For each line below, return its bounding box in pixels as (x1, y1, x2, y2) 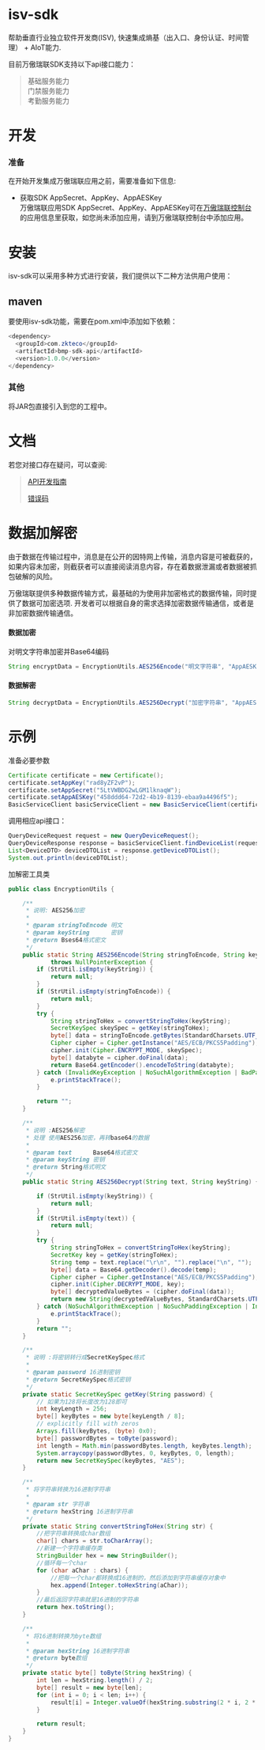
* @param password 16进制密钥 (25, 1369, 121, 1377)
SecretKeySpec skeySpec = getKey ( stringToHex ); (50, 1025, 211, 1032)
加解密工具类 (8, 869, 50, 879)
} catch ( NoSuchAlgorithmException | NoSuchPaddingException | (36, 1303, 248, 1311)
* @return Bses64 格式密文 (25, 936, 106, 944)
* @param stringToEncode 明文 (25, 922, 123, 930)
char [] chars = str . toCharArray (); (36, 1537, 154, 1545)
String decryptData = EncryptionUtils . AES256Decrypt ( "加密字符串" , (8, 699, 229, 706)
